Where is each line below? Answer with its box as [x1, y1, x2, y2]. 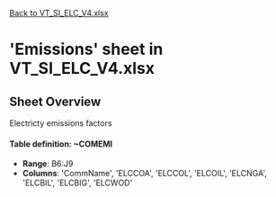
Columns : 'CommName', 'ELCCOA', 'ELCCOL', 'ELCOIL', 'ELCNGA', [22, 168, 268, 179]
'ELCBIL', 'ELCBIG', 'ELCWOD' [22, 177, 133, 188]
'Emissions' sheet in [9, 40, 164, 59]
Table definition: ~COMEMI [9, 139, 113, 149]
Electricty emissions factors [9, 118, 112, 129]
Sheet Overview [9, 94, 102, 109]
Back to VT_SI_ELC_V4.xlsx [9, 8, 110, 18]
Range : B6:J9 [22, 158, 74, 169]
